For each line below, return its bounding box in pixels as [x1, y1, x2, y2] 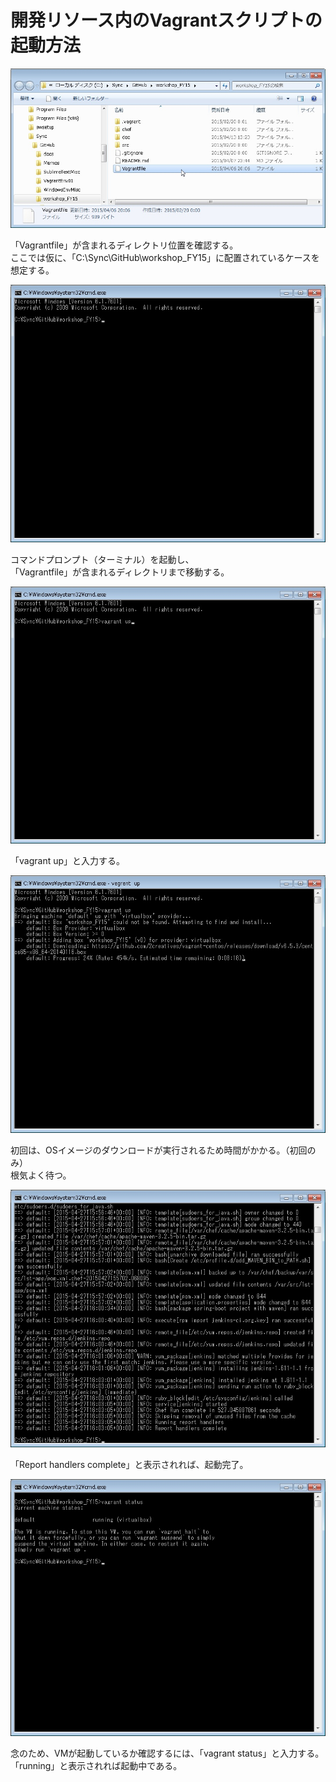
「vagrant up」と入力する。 [10, 855, 126, 867]
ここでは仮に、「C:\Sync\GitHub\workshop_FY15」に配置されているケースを [10, 251, 320, 263]
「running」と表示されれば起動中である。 [10, 1760, 183, 1772]
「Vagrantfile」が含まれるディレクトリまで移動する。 [10, 566, 230, 578]
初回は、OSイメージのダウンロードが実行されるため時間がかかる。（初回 [10, 1144, 308, 1156]
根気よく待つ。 [10, 1169, 72, 1181]
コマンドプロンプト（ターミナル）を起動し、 [10, 553, 195, 565]
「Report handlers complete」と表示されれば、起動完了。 [10, 1458, 249, 1470]
